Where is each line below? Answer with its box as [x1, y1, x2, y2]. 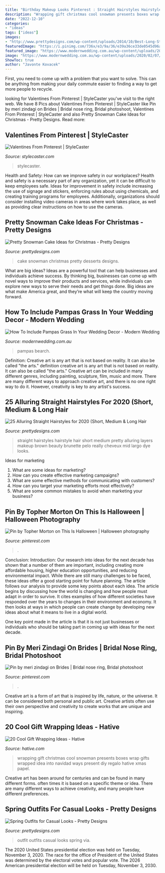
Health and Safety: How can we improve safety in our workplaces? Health [5, 172, 155, 178]
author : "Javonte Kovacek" [5, 62, 60, 67]
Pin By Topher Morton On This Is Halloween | [5, 508, 144, 516]
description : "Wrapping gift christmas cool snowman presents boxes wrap [5, 12, 160, 17]
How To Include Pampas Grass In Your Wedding [5, 308, 154, 317]
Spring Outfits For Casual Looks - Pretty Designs [5, 805, 157, 813]
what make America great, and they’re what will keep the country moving [5, 289, 153, 294]
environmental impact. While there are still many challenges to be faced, [5, 573, 151, 579]
